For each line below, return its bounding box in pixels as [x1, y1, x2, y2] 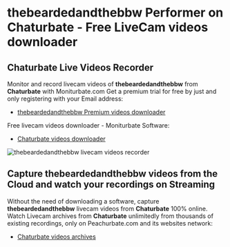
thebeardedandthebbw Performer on [7, 5, 224, 21]
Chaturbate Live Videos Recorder [7, 61, 154, 73]
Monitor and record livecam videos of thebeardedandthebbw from [7, 80, 198, 88]
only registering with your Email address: [7, 95, 124, 103]
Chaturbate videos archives [17, 233, 97, 241]
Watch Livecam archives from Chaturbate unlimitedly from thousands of [7, 212, 214, 220]
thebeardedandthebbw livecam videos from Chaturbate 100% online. [7, 204, 208, 213]
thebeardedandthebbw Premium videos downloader [17, 108, 166, 116]
